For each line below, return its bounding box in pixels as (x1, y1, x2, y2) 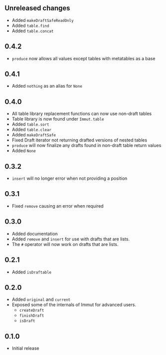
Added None (11, 148, 36, 154)
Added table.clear (11, 126, 52, 132)
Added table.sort (11, 121, 49, 127)
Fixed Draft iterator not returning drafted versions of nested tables (11, 137, 148, 143)
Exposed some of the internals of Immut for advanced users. (11, 302, 136, 308)
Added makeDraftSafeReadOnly (11, 17, 74, 23)
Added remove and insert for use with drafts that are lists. (11, 236, 130, 242)
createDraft (19, 308, 44, 313)
